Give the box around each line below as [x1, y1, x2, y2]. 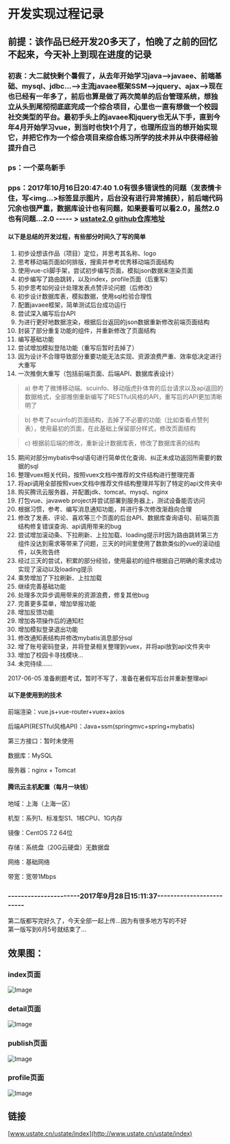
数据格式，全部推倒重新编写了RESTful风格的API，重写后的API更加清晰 [24, 392, 222, 400]
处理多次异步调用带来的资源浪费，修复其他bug [17, 591, 149, 599]
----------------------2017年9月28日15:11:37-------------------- [8, 891, 223, 900]
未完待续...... [17, 659, 53, 667]
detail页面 [8, 1004, 42, 1014]
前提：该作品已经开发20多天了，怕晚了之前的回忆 [8, 36, 218, 47]
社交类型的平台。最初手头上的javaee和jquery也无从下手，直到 [8, 112, 214, 122]
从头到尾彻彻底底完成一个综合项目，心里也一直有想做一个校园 [14, 102, 218, 111]
